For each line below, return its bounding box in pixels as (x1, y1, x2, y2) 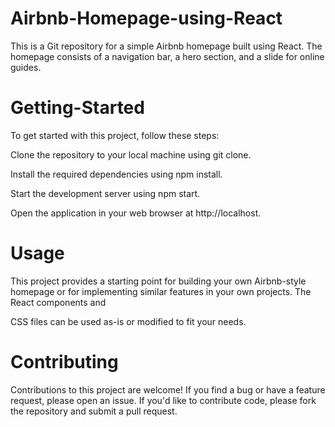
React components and (10, 296, 107, 308)
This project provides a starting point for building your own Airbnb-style (10, 275, 307, 287)
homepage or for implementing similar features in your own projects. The (10, 285, 312, 297)
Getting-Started (10, 97, 145, 119)
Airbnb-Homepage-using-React (10, 7, 283, 30)
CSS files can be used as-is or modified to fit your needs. (10, 315, 247, 327)
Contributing (10, 351, 119, 373)
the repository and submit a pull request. (10, 405, 178, 417)
